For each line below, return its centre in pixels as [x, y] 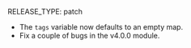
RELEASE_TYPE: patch [45, 12]
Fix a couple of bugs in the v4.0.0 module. [89, 36]
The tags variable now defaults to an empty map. [101, 27]
